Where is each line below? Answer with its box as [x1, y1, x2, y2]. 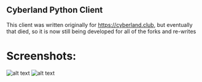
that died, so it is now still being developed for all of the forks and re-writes [6, 28, 196, 35]
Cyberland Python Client [6, 5, 103, 15]
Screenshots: [6, 49, 77, 63]
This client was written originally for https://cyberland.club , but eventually [6, 21, 193, 28]
